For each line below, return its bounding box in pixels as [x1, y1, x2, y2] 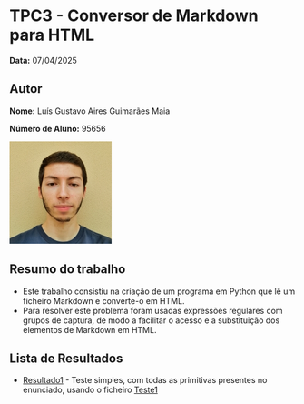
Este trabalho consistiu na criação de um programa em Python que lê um [22, 286, 296, 297]
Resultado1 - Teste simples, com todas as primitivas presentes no [22, 375, 268, 386]
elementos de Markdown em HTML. [22, 324, 157, 335]
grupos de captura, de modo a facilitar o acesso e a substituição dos [22, 315, 280, 326]
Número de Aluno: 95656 [9, 123, 106, 134]
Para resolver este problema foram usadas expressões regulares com [22, 305, 283, 316]
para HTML [9, 25, 95, 45]
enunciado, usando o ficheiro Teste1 [22, 384, 159, 396]
